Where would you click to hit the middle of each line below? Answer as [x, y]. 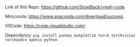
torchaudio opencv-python [31, 40]
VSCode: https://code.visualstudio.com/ [45, 26]
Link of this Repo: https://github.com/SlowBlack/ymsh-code [65, 7]
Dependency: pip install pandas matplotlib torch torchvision [70, 35]
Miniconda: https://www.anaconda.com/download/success [64, 16]
